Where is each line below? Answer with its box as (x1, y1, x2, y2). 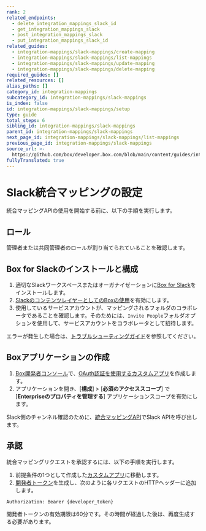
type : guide (6, 112, 37, 118)
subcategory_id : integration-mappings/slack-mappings (6, 94, 147, 101)
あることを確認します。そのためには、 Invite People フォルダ (31, 311, 185, 319)
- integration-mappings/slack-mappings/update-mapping (12, 60, 155, 66)
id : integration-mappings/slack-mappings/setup (6, 105, 131, 112)
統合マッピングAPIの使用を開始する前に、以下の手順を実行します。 (6, 207, 176, 215)
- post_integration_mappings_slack (12, 32, 103, 38)
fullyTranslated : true (6, 157, 64, 163)
